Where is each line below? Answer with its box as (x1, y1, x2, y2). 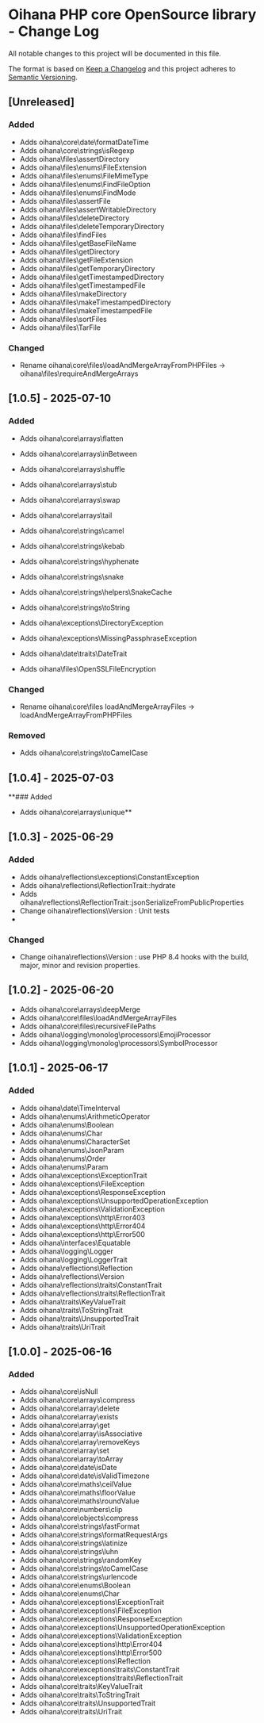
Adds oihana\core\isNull (19, 1387, 98, 1396)
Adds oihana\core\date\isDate (19, 1463, 117, 1472)
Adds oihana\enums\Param (19, 1162, 109, 1171)
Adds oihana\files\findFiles (19, 230, 107, 239)
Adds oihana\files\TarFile (19, 323, 101, 332)
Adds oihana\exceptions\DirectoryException (19, 618, 164, 627)
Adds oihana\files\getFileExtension (19, 255, 133, 265)
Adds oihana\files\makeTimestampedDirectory (19, 297, 172, 307)
